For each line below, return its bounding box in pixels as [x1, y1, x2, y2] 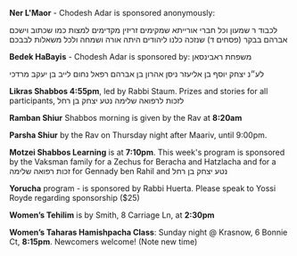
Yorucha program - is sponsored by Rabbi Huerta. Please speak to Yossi [9, 183, 276, 194]
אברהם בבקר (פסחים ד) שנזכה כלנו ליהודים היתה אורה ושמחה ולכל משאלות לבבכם [9, 35, 288, 44]
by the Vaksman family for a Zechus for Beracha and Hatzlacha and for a [9, 156, 276, 167]
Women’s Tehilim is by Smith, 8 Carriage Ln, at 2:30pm [9, 210, 215, 220]
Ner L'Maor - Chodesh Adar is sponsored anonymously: [9, 8, 216, 18]
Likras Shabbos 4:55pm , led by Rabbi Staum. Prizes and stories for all [9, 86, 268, 96]
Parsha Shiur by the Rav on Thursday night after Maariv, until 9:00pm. [9, 130, 268, 140]
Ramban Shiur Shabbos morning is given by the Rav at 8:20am [9, 113, 243, 123]
